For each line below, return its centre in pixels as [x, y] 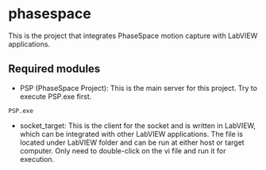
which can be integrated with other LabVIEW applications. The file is [131, 134]
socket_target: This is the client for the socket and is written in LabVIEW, [138, 125]
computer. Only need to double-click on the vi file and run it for [123, 150]
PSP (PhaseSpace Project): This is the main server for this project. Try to [139, 88]
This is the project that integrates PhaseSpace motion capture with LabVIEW [133, 36]
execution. [37, 159]
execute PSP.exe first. [56, 96]
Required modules [54, 69]
